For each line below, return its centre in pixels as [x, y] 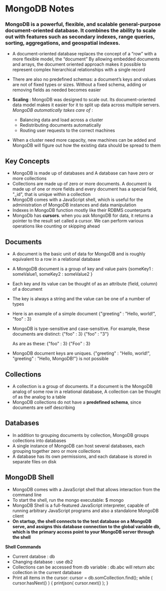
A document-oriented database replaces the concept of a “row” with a [84, 54]
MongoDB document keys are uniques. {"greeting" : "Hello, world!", [81, 353]
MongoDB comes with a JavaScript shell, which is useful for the [78, 199]
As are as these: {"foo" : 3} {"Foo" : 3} [51, 344]
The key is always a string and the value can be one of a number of [81, 299]
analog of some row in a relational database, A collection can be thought [86, 392]
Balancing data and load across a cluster [61, 120]
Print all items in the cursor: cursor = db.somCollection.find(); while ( [83, 578]
